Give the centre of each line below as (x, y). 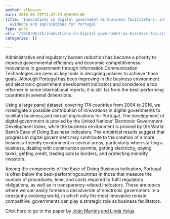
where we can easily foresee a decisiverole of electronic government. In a (82, 190)
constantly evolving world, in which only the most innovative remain (76, 196)
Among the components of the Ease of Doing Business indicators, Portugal (83, 169)
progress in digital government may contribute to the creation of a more (80, 137)
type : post (17, 29)
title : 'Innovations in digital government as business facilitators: (81, 19)
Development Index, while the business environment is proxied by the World (84, 126)
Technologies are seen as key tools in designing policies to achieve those (82, 73)
